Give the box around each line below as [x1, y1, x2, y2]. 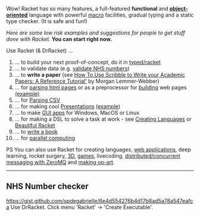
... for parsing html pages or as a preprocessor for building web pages [14, 84, 187, 91]
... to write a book [14, 128, 58, 135]
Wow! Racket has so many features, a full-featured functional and [6, 5, 168, 12]
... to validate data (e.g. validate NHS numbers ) [14, 65, 130, 72]
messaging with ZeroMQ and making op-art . [6, 159, 115, 165]
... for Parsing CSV [14, 96, 61, 104]
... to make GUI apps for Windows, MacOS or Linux [14, 109, 140, 116]
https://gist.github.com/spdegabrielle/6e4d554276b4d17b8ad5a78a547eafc [6, 197, 193, 204]
